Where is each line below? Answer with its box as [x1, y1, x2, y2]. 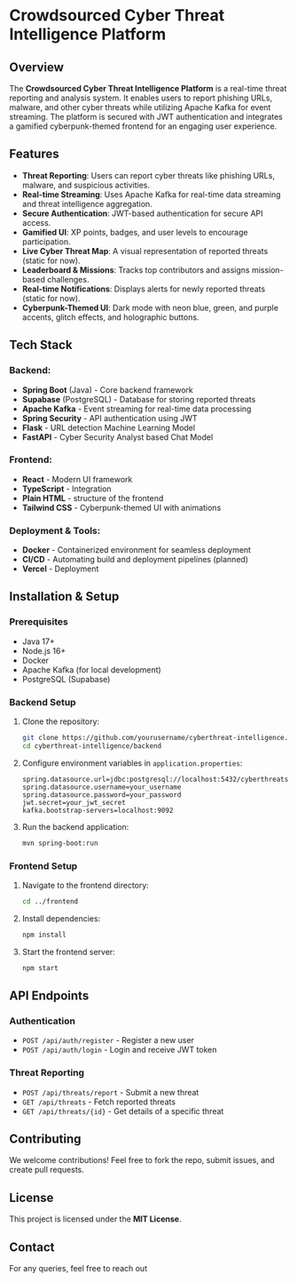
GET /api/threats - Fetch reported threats [21, 1096, 176, 1107]
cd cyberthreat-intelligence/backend [21, 741, 162, 751]
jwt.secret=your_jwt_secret [21, 798, 126, 807]
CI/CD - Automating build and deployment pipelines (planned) [21, 554, 249, 565]
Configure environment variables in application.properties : [21, 757, 243, 768]
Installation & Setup [9, 589, 120, 604]
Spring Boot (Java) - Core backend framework [21, 384, 193, 395]
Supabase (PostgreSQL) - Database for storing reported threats [21, 394, 256, 404]
